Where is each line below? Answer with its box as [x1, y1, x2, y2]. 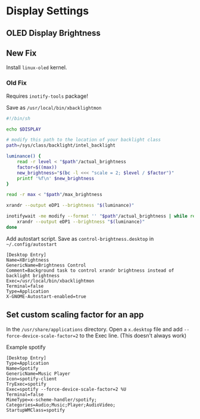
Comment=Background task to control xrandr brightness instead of [6, 267, 174, 274]
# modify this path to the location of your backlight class [6, 137, 161, 143]
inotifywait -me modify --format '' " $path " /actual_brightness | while [6, 213, 187, 219]
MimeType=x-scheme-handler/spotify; [6, 396, 97, 403]
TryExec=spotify [6, 381, 46, 387]
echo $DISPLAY [6, 126, 42, 132]
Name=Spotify [6, 365, 39, 371]
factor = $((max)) [17, 164, 58, 170]
